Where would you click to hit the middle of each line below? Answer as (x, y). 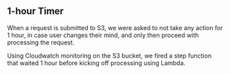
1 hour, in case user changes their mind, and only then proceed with (103, 35)
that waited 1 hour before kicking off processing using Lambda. (96, 63)
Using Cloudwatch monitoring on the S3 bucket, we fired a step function (109, 56)
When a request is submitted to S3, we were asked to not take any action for (115, 27)
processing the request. (41, 42)
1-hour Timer (35, 11)
